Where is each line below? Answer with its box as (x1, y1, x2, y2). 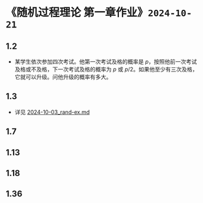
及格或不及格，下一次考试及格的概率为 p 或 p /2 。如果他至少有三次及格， (14, 65, 198, 73)
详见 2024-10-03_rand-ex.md (14, 108, 90, 116)
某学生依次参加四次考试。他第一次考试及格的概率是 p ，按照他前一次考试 (14, 58, 197, 65)
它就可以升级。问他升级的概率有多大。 (14, 73, 112, 80)
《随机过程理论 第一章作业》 (6, 6, 148, 20)
